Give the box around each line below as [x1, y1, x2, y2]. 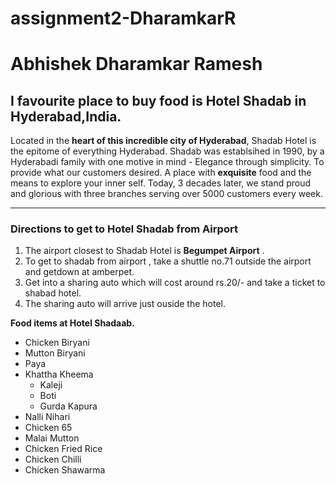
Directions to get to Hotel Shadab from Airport [10, 222, 238, 236]
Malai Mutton [24, 432, 80, 444]
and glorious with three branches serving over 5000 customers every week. [10, 188, 323, 200]
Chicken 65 [24, 422, 73, 434]
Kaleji [39, 379, 63, 391]
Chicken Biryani [24, 337, 90, 349]
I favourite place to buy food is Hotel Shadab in [10, 92, 307, 109]
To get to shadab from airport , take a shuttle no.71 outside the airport [24, 255, 312, 267]
